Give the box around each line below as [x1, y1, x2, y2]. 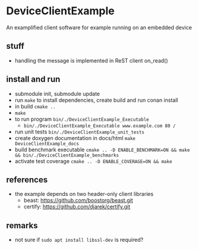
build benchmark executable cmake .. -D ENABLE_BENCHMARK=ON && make [14, 146, 190, 153]
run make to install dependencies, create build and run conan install [14, 97, 178, 104]
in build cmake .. [14, 102, 56, 110]
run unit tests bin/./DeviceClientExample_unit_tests [14, 128, 144, 135]
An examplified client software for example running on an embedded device [6, 24, 192, 31]
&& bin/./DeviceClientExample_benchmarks [14, 152, 119, 158]
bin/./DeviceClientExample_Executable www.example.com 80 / [23, 123, 176, 129]
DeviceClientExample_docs [14, 141, 79, 147]
